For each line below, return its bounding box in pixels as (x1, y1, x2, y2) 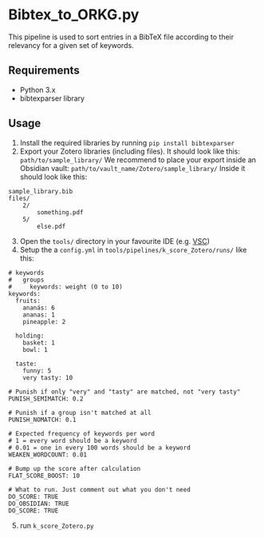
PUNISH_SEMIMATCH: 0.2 (8, 394, 84, 403)
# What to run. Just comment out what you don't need (8, 485, 191, 493)
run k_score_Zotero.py (19, 520, 94, 530)
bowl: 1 (22, 345, 48, 353)
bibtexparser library (19, 94, 85, 103)
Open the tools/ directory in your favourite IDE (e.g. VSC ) (19, 236, 210, 245)
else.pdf (37, 222, 66, 230)
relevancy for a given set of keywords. (8, 40, 134, 50)
